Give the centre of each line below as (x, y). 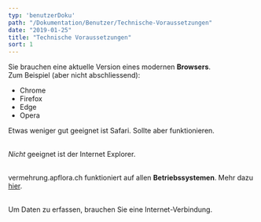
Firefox (31, 99)
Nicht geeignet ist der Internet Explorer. (72, 155)
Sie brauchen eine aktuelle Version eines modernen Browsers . (109, 67)
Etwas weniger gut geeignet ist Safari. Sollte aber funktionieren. (111, 131)
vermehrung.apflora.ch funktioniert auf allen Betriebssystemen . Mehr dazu (131, 178)
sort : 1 (21, 45)
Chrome (33, 90)
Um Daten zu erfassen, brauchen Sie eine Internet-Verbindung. (110, 209)
